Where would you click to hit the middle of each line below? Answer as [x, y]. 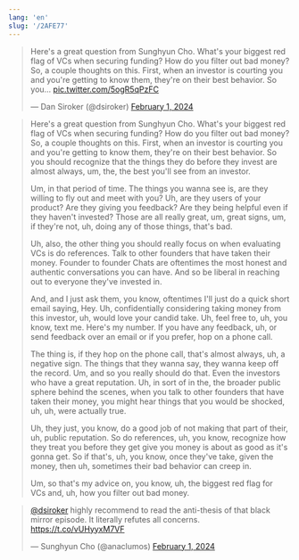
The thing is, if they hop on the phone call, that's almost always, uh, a [158, 354]
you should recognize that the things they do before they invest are [154, 161]
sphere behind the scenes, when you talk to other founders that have [157, 391]
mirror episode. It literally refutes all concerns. [115, 519]
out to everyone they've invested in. [96, 281]
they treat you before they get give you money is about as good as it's [159, 447]
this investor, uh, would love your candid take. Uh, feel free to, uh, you [159, 317]
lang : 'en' [29, 17]
